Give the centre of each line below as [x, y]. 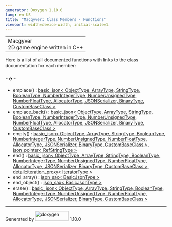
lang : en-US [18, 15]
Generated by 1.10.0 [43, 219]
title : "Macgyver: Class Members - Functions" [56, 19]
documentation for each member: [41, 66]
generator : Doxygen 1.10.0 [34, 10]
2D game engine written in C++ [46, 48]
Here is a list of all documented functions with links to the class [72, 60]
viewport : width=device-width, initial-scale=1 [57, 24]
